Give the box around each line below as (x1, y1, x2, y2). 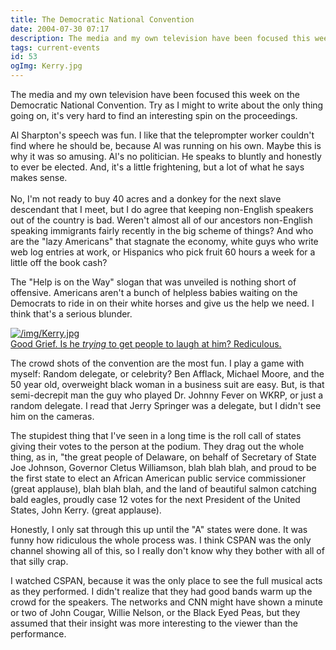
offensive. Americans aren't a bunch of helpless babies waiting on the (10, 287, 298, 298)
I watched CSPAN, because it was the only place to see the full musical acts (10, 575, 323, 586)
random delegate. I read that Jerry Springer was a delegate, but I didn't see (10, 400, 322, 411)
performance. (10, 628, 67, 640)
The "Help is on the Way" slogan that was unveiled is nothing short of (10, 276, 297, 288)
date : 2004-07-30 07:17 (10, 24, 110, 34)
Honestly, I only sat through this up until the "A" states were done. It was (10, 524, 308, 535)
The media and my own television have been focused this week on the (10, 89, 301, 100)
